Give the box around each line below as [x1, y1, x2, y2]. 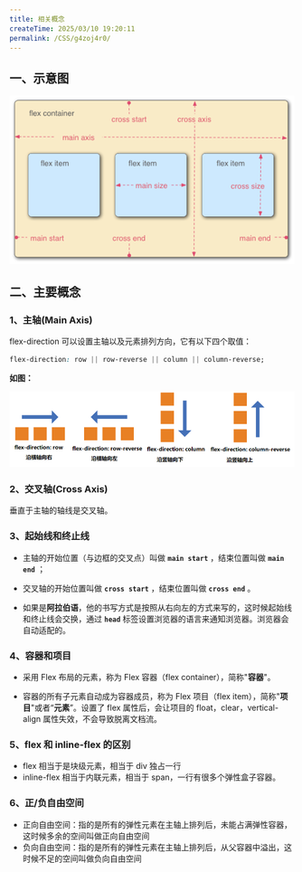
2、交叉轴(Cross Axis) [9, 483, 109, 496]
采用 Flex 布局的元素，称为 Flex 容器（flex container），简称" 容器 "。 [22, 671, 276, 682]
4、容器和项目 [9, 649, 72, 662]
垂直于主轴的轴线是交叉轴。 [9, 505, 113, 516]
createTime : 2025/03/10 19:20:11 [9, 24, 136, 33]
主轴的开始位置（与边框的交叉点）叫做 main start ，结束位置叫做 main [22, 552, 285, 563]
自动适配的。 [22, 624, 71, 635]
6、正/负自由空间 [9, 797, 84, 810]
